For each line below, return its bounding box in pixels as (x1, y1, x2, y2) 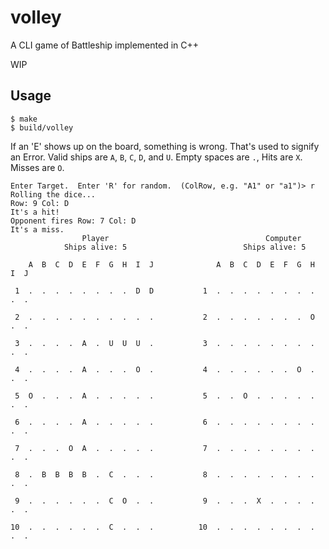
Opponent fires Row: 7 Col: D (10, 216, 137, 226)
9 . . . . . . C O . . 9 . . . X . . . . (14, 496, 315, 506)
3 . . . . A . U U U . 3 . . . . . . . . (14, 338, 315, 348)
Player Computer (81, 233, 302, 243)
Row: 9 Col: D (10, 198, 70, 208)
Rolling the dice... (10, 189, 97, 200)
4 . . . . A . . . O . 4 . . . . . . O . (14, 364, 315, 375)
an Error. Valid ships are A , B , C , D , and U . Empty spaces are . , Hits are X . (10, 151, 303, 163)
